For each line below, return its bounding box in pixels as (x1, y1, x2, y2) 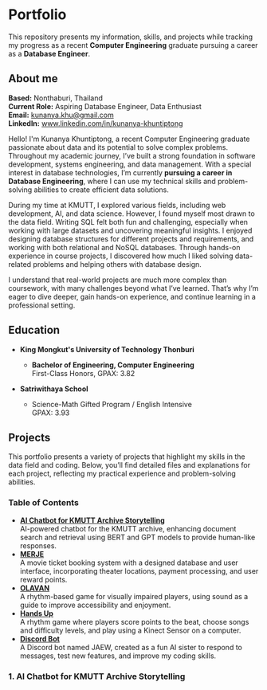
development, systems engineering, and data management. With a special (8, 159, 252, 169)
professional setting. (8, 300, 76, 310)
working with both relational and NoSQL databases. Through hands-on (8, 242, 241, 252)
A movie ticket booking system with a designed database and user (19, 558, 239, 567)
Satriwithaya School (19, 384, 89, 394)
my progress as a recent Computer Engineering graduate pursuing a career (8, 40, 258, 49)
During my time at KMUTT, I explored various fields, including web (8, 200, 226, 210)
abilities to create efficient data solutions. (33, 185, 169, 194)
